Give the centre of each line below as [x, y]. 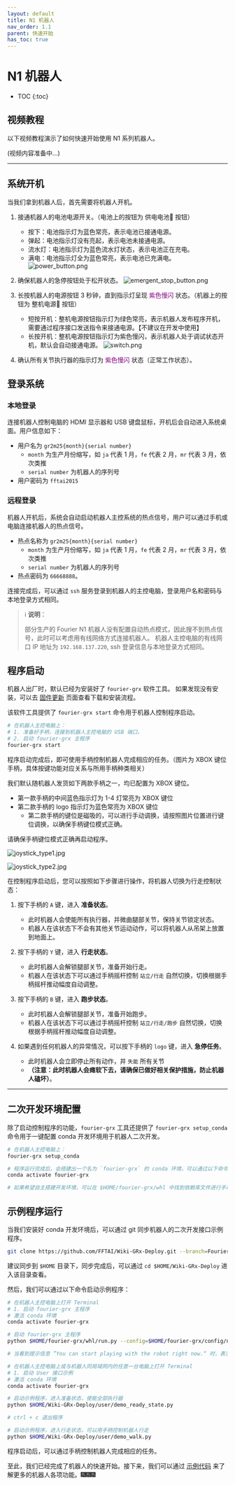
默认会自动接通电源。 [71, 345]
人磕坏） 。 [42, 1079]
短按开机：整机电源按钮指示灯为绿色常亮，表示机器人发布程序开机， [126, 318]
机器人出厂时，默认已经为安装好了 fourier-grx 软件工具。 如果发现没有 [110, 689]
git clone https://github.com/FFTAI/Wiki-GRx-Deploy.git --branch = [108, 1251]
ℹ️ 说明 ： [35, 614]
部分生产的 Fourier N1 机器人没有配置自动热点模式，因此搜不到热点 [120, 629]
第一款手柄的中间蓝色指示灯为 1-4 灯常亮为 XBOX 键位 [95, 797]
